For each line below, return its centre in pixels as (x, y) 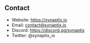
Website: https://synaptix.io (39, 20)
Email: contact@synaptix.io (39, 25)
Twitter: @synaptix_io (33, 35)
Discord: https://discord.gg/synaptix (48, 30)
